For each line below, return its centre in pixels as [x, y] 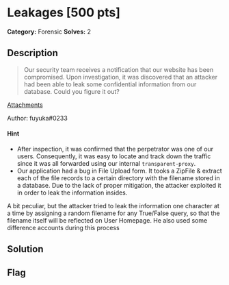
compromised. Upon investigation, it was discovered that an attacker [120, 77]
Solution [25, 249]
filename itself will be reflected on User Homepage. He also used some [107, 220]
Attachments [25, 105]
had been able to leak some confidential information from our [110, 84]
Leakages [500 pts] [64, 13]
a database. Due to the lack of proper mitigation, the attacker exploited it [119, 185]
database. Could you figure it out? [71, 91]
